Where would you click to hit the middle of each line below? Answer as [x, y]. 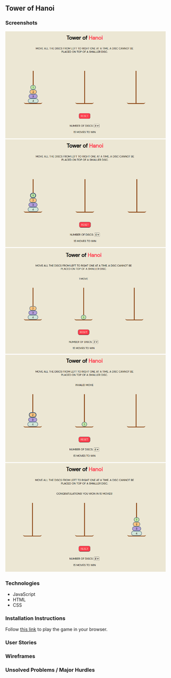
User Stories [21, 643]
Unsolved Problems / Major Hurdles [50, 670]
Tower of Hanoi [30, 8]
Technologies [22, 583]
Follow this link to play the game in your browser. [56, 630]
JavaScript [24, 594]
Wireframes [20, 656]
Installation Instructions [35, 618]
